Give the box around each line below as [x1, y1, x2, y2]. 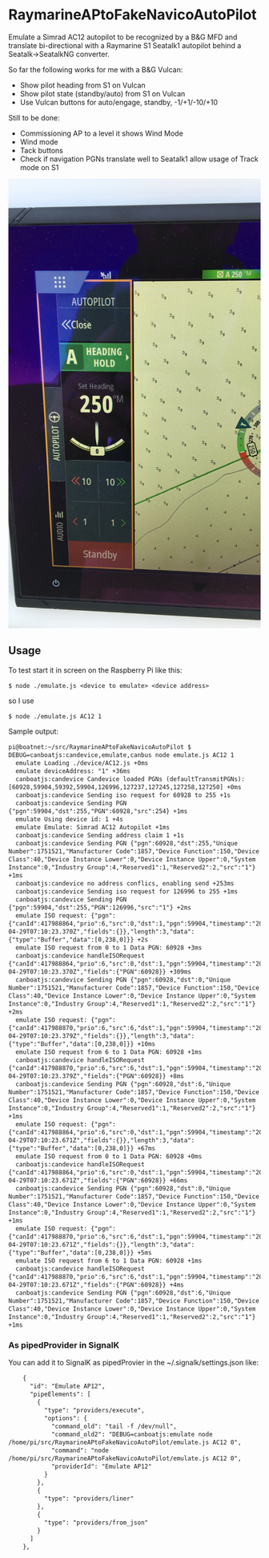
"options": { [43, 1414, 88, 1422]
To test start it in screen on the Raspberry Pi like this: [8, 665, 183, 675]
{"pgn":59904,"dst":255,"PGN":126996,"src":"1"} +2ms [8, 903, 192, 912]
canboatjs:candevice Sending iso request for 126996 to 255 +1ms [15, 887, 239, 896]
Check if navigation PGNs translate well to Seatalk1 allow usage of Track [19, 154, 259, 164]
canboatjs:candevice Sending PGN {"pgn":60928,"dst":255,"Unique [15, 839, 239, 848]
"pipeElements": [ [29, 1390, 91, 1398]
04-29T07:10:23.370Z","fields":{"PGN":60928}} [8, 967, 167, 976]
